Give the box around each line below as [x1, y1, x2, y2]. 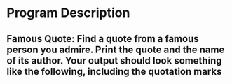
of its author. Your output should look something [6, 55, 222, 66]
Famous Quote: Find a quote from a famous [6, 33, 199, 45]
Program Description [6, 5, 130, 21]
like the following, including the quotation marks [6, 65, 222, 78]
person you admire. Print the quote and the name [6, 43, 225, 55]
